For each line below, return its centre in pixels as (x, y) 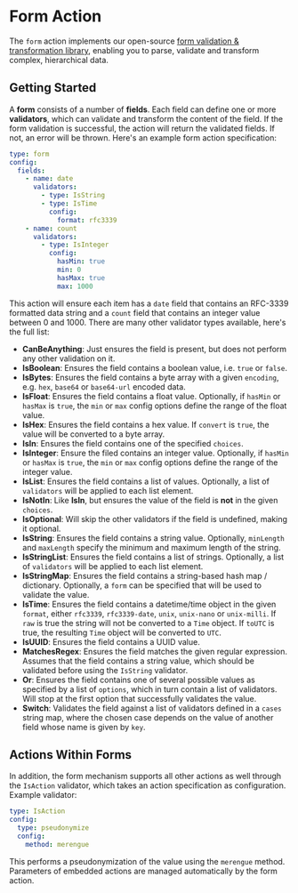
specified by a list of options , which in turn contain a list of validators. (149, 689)
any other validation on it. (68, 358)
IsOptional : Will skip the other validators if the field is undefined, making (154, 519)
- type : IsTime (69, 204)
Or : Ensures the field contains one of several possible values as (138, 680)
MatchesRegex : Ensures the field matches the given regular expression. (154, 651)
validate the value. (56, 594)
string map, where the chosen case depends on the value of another (148, 717)
